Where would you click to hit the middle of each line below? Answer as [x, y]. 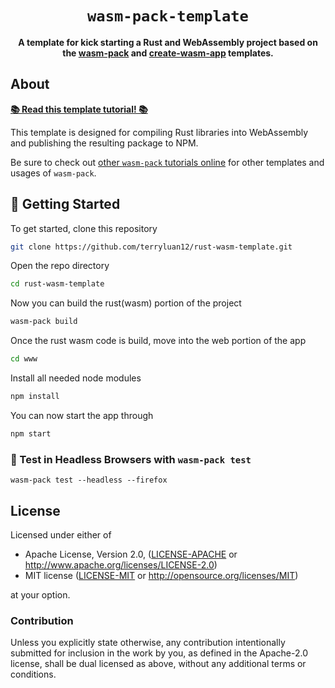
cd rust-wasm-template [57, 284]
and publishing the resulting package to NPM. [104, 143]
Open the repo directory [60, 266]
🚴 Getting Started [65, 204]
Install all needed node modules [76, 378]
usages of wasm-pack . [53, 173]
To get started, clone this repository [84, 228]
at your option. [40, 594]
